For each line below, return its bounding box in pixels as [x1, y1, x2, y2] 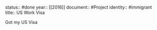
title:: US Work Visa [5, 9, 45, 15]
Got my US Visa [5, 19, 37, 25]
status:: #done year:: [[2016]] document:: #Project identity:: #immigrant [5, 4, 152, 10]
